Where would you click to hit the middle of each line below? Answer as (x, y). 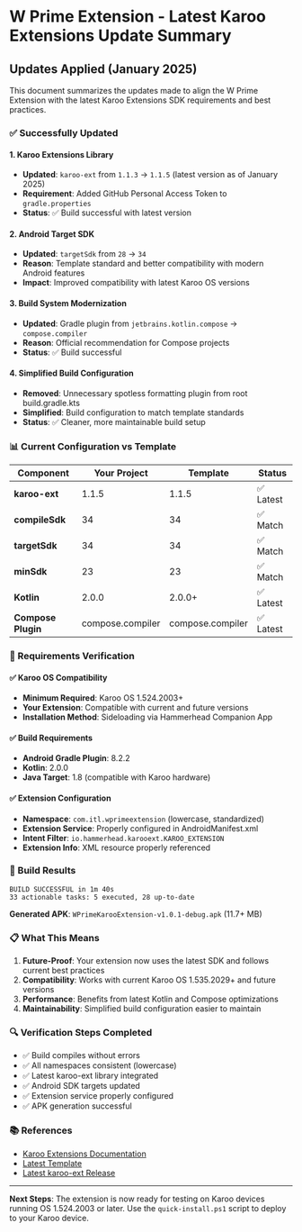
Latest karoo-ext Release (69, 1173)
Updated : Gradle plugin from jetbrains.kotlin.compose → (130, 323)
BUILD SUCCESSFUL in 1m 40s (62, 889)
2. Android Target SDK (52, 234)
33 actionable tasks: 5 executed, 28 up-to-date (102, 897)
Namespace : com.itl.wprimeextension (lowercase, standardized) (143, 819)
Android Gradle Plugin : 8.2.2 (76, 758)
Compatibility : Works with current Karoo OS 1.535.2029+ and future (149, 980)
